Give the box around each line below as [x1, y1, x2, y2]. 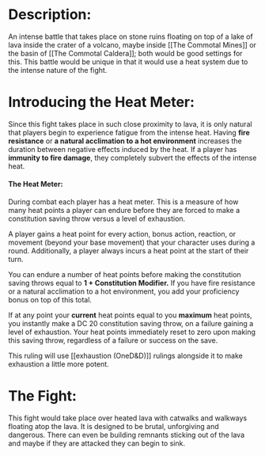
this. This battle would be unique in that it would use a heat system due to [8, 57, 248, 66]
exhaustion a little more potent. [8, 359, 109, 369]
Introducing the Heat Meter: [8, 93, 195, 112]
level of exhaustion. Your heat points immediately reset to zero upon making [8, 327, 256, 337]
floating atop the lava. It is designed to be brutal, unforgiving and [8, 422, 219, 431]
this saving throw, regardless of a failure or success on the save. [8, 336, 218, 345]
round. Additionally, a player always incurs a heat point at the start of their [8, 246, 249, 256]
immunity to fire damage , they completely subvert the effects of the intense [8, 153, 257, 162]
